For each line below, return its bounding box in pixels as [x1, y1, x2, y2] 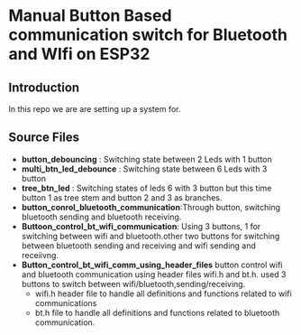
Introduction [8, 79, 80, 95]
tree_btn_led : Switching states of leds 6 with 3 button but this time [21, 182, 272, 193]
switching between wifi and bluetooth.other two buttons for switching [21, 230, 280, 241]
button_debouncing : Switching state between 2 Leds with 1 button [21, 154, 272, 164]
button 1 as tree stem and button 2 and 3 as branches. [21, 191, 223, 203]
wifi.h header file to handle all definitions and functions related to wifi [34, 288, 292, 299]
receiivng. [21, 249, 59, 260]
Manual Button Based [8, 5, 172, 26]
